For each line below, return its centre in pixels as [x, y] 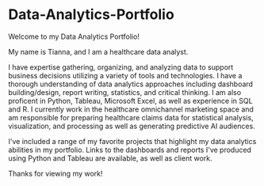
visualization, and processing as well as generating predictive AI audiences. [132, 126]
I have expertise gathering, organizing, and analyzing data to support [121, 67]
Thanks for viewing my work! [55, 173]
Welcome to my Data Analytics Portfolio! [74, 36]
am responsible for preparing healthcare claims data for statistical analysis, [131, 117]
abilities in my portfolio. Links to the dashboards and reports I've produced [130, 150]
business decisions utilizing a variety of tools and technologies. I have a [125, 75]
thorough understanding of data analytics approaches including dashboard [131, 84]
